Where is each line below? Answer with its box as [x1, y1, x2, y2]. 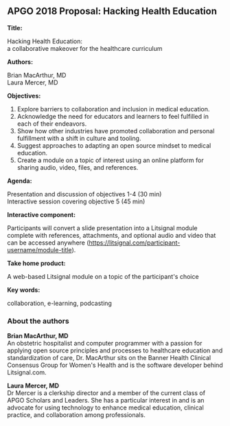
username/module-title [7, 245, 72, 254]
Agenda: [7, 177, 32, 185]
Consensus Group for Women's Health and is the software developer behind [7, 361, 223, 370]
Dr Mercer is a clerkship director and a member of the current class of [7, 389, 206, 397]
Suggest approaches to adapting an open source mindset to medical [16, 141, 211, 150]
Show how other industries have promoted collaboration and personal [16, 126, 215, 135]
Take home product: [7, 259, 66, 267]
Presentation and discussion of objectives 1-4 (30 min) [7, 190, 162, 198]
